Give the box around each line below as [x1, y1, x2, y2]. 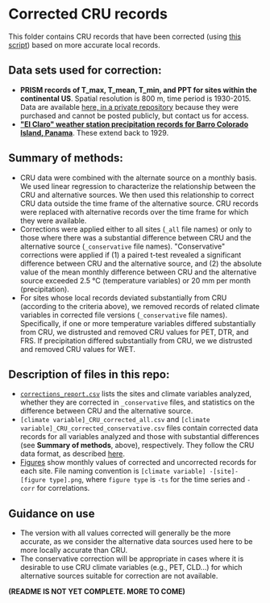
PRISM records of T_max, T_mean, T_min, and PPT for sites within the [19, 85, 258, 94]
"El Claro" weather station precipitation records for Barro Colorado [19, 119, 248, 129]
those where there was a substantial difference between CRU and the [19, 232, 251, 242]
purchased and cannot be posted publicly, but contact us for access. [19, 111, 249, 120]
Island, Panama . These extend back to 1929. [19, 128, 169, 137]
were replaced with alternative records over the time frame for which [19, 207, 249, 216]
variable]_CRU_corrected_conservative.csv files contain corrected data [19, 423, 259, 433]
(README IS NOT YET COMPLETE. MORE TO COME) [8, 587, 185, 597]
